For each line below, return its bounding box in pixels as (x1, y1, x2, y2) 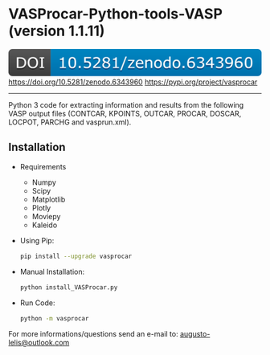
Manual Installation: (19, 267, 85, 276)
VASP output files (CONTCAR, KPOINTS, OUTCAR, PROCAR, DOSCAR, (8, 109, 242, 119)
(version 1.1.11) (8, 22, 105, 40)
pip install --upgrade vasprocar (19, 252, 133, 260)
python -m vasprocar (19, 314, 89, 322)
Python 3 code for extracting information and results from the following (8, 100, 244, 110)
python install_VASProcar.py (19, 283, 118, 292)
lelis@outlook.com (8, 337, 70, 347)
